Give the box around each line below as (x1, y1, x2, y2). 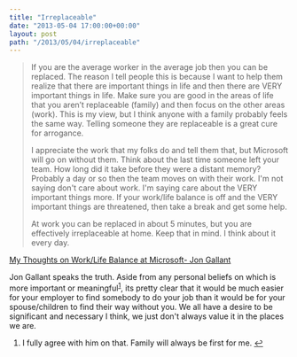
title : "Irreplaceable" (9, 12, 98, 22)
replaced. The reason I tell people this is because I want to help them (30, 72, 284, 82)
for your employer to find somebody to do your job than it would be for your (9, 291, 285, 302)
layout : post (9, 29, 58, 38)
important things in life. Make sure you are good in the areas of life (30, 90, 274, 101)
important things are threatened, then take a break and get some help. (30, 201, 288, 213)
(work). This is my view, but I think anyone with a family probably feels (30, 109, 288, 120)
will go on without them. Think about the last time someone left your (30, 154, 279, 165)
